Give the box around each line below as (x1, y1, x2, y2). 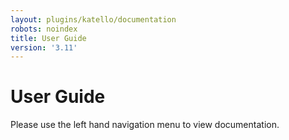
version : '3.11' (10, 42, 78, 53)
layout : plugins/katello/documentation (10, 14, 177, 25)
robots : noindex (10, 24, 78, 34)
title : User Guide (10, 33, 87, 43)
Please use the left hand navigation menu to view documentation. (10, 119, 280, 131)
